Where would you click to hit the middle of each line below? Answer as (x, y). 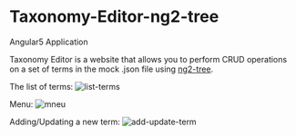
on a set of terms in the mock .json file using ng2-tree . (112, 69)
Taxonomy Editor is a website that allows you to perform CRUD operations (148, 59)
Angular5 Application (49, 42)
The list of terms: (41, 86)
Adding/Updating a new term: (65, 121)
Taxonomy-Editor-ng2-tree (114, 17)
